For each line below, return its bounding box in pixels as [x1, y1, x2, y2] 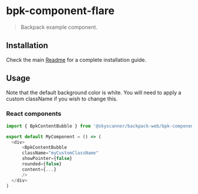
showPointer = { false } [21, 156, 72, 162]
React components [6, 110, 62, 118]
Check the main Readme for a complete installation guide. [6, 56, 147, 63]
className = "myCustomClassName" [21, 150, 99, 156]
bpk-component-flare [6, 4, 115, 18]
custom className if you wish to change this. [6, 95, 118, 102]
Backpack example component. [20, 24, 98, 31]
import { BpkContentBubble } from [6, 123, 91, 129]
